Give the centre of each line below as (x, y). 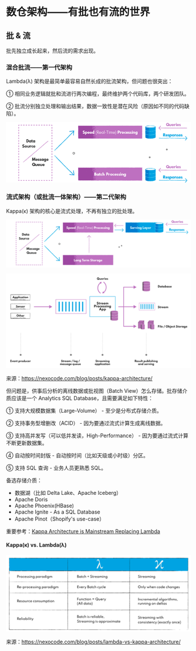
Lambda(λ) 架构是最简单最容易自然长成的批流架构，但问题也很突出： (89, 81)
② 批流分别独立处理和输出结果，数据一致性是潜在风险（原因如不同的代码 (95, 106)
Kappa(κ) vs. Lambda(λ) (36, 545)
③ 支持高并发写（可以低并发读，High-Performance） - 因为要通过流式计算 (97, 436)
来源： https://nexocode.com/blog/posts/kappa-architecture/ (79, 378)
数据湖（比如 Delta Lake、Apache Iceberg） (68, 493)
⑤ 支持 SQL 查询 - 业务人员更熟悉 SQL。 (56, 468)
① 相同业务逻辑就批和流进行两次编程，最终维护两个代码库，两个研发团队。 (98, 94)
